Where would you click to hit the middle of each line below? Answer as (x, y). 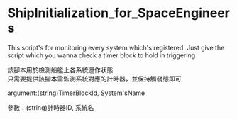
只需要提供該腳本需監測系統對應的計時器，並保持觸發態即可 (94, 79)
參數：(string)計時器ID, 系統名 (51, 107)
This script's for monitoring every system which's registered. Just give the (116, 47)
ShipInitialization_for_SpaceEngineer (119, 13)
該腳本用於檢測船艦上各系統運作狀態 (60, 69)
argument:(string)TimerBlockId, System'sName (76, 93)
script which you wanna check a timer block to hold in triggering (101, 55)
